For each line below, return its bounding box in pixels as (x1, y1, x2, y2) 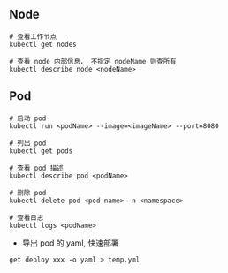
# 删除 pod (9, 188, 47, 197)
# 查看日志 (9, 213, 44, 222)
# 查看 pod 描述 (9, 163, 64, 172)
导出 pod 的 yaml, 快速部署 (21, 238, 119, 248)
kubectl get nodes (9, 40, 77, 49)
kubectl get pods (9, 146, 73, 155)
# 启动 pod (9, 114, 47, 123)
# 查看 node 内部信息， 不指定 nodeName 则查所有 (9, 57, 177, 65)
